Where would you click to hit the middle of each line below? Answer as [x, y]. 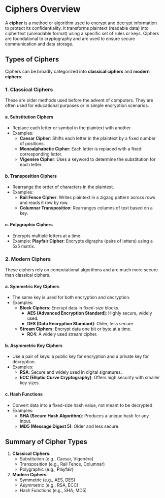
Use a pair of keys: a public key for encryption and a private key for [81, 356]
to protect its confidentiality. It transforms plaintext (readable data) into [77, 28]
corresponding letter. [41, 154]
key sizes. [30, 383]
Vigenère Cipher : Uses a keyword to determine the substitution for [88, 159]
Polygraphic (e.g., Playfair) [47, 469]
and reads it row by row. [44, 203]
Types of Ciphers [32, 60]
